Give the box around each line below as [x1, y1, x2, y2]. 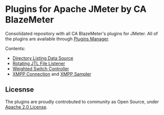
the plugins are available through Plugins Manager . [5, 36, 110, 42]
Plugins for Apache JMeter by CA [5, 3, 146, 15]
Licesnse [5, 86, 34, 94]
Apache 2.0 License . [5, 104, 47, 110]
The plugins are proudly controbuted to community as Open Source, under [5, 99, 159, 105]
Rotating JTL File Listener [12, 60, 65, 66]
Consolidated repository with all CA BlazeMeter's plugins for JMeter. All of [5, 30, 158, 36]
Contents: [5, 45, 25, 51]
